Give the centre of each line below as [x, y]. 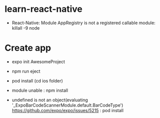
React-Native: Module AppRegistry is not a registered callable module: [83, 23]
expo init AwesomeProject [38, 61]
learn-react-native [44, 9]
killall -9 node [26, 28]
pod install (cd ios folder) [37, 80]
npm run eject [26, 71]
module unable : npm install [40, 90]
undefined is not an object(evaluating [50, 100]
